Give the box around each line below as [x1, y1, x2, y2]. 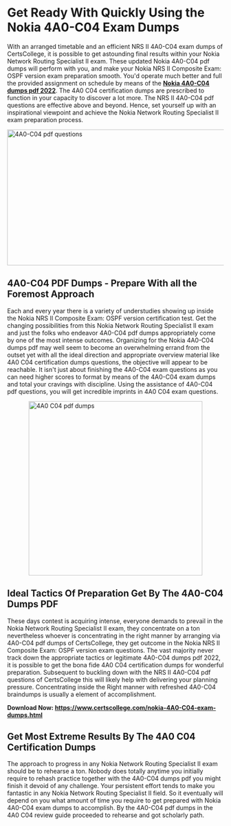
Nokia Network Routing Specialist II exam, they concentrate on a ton [7, 624, 201, 632]
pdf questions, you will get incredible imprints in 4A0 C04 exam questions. [7, 387, 219, 395]
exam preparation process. [7, 115, 84, 124]
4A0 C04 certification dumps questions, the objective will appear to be [7, 357, 208, 366]
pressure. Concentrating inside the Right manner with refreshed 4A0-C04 [7, 682, 217, 691]
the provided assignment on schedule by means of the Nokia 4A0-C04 [7, 79, 210, 87]
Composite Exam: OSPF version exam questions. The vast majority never [7, 646, 214, 654]
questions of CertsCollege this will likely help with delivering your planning [7, 675, 218, 684]
